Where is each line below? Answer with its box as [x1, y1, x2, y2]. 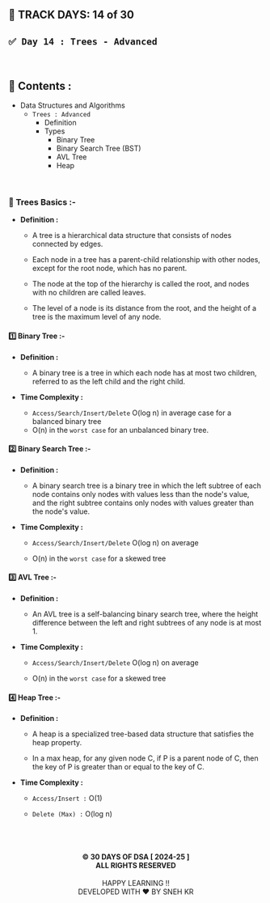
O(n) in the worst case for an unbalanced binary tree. [32, 425, 209, 435]
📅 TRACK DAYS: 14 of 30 [8, 8, 135, 22]
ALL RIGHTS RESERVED [95, 860, 176, 870]
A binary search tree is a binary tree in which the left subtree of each [32, 481, 261, 490]
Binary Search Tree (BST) [56, 143, 141, 154]
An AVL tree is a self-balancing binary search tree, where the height [32, 608, 259, 619]
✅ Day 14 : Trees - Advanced [8, 36, 158, 47]
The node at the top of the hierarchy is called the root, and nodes [32, 279, 250, 289]
